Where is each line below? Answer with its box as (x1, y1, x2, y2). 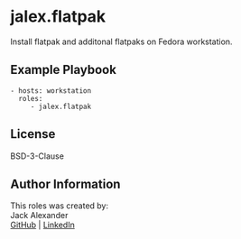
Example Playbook (10, 62, 116, 78)
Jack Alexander (10, 210, 69, 221)
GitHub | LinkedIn (10, 219, 75, 231)
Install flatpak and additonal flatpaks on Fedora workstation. (10, 36, 233, 47)
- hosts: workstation (10, 86, 92, 96)
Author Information (10, 176, 121, 191)
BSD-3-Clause (10, 151, 64, 161)
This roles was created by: (10, 200, 109, 211)
